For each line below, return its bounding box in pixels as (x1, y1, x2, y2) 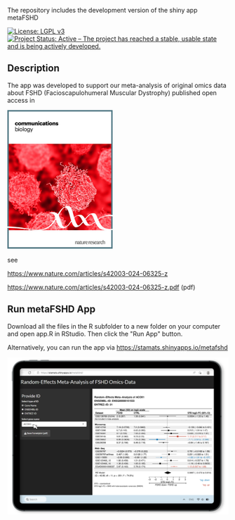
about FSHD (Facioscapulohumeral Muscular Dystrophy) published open (7, 88, 217, 97)
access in (7, 96, 35, 104)
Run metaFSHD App (7, 303, 96, 315)
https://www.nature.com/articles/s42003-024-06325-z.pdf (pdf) (7, 283, 196, 291)
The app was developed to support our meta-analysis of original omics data (7, 81, 227, 89)
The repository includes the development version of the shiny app (7, 6, 198, 14)
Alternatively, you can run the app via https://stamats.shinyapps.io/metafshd (7, 343, 228, 351)
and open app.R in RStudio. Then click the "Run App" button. (7, 329, 183, 338)
